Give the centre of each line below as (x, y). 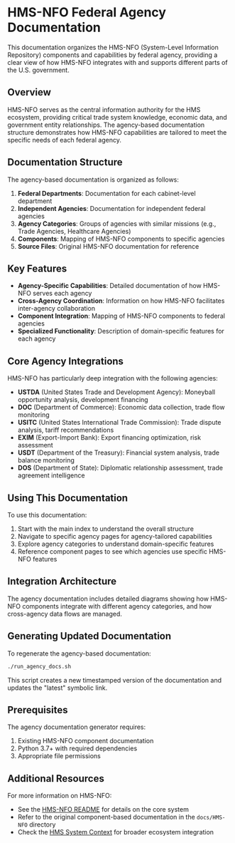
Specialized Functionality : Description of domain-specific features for (121, 331)
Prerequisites (38, 710)
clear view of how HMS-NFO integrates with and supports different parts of (118, 62)
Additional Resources (56, 779)
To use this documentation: (47, 515)
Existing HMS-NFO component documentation (86, 741)
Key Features (37, 268)
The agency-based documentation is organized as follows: (93, 180)
